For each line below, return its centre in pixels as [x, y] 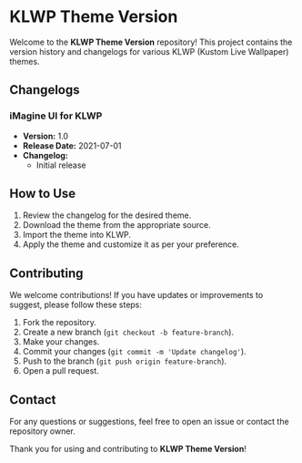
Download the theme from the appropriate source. [116, 225]
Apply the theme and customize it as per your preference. [131, 244]
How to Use [43, 194]
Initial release [61, 165]
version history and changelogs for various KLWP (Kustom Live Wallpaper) [149, 51]
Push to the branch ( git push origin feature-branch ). [125, 361]
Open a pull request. [61, 371]
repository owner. [42, 431]
